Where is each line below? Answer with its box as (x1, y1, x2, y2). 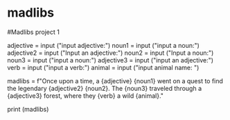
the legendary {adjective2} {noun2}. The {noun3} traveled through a (7, 84, 202, 92)
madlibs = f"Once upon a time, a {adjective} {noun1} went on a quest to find (7, 76, 224, 85)
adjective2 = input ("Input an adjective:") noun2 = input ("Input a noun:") (7, 49, 214, 57)
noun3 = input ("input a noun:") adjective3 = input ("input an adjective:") (7, 55, 213, 64)
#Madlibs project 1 (7, 28, 60, 36)
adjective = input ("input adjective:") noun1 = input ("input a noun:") (7, 41, 200, 49)
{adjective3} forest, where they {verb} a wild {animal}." (7, 92, 164, 100)
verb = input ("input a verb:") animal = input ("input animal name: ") (7, 63, 200, 71)
